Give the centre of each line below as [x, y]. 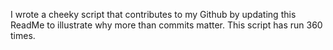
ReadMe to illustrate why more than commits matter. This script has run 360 [166, 25]
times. [23, 35]
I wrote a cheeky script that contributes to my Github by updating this [153, 14]
